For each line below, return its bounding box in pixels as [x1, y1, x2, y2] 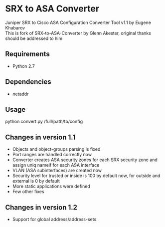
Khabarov [5, 24, 25, 30]
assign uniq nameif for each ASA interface [12, 162, 100, 168]
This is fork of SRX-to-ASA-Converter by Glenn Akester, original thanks [5, 30, 151, 36]
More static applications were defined [12, 183, 91, 190]
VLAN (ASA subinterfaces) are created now [12, 168, 102, 174]
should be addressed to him [5, 35, 63, 41]
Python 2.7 [12, 63, 35, 69]
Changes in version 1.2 [5, 203, 78, 212]
